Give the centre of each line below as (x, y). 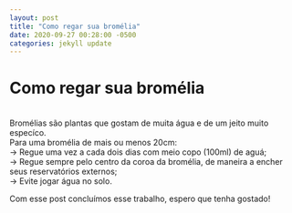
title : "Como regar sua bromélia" (75, 26)
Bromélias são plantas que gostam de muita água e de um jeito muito (139, 123)
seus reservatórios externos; (63, 172)
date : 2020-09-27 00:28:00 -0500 (73, 35)
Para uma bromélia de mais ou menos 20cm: (94, 143)
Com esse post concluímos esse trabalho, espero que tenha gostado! (140, 199)
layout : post (34, 18)
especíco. (28, 133)
